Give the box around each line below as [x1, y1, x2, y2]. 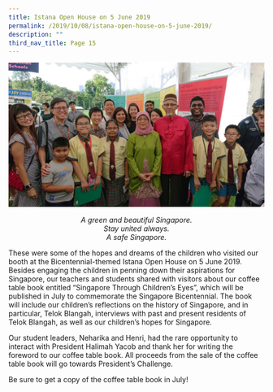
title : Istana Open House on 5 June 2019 [8, 13, 151, 21]
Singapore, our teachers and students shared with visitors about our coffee [8, 273, 260, 284]
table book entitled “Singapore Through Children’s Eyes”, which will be [8, 282, 244, 292]
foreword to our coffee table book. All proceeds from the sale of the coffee [8, 350, 258, 359]
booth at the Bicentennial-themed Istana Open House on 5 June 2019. [8, 256, 242, 266]
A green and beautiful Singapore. [80, 215, 193, 224]
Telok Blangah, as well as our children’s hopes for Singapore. [8, 317, 213, 327]
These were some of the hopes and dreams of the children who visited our [8, 248, 258, 258]
